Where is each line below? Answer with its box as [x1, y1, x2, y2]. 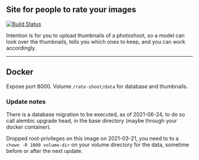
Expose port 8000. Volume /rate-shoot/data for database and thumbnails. [6, 83, 188, 90]
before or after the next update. [6, 147, 83, 154]
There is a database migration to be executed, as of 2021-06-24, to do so [6, 110, 185, 117]
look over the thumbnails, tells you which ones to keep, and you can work [6, 38, 185, 45]
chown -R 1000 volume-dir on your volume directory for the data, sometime [6, 141, 190, 148]
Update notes [6, 97, 46, 106]
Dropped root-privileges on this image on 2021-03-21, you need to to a [6, 135, 179, 142]
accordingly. [6, 44, 37, 51]
